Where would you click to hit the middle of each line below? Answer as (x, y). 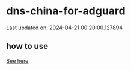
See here (17, 60)
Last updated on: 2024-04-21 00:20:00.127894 (65, 28)
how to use (27, 46)
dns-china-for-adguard (66, 11)
